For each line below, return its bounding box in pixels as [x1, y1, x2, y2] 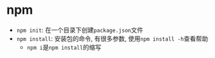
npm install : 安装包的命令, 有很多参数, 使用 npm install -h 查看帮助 [16, 34, 209, 43]
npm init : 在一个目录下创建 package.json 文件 [16, 26, 144, 34]
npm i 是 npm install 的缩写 [26, 43, 102, 51]
